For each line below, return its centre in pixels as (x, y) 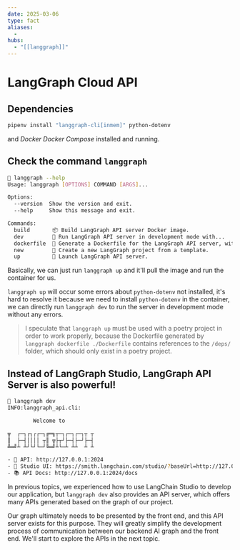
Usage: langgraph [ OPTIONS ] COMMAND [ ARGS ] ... (78, 184)
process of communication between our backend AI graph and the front (113, 531)
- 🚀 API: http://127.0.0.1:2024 (55, 460)
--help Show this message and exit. (75, 211)
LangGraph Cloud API (72, 82)
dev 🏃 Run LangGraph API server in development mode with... (119, 236)
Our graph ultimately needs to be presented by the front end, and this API (115, 516)
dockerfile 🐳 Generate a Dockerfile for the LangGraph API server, (118, 244)
